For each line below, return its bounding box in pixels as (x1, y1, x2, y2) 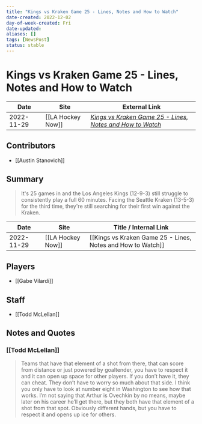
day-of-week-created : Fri (6, 20, 71, 26)
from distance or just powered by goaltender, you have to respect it (20, 366, 188, 373)
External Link (122, 103, 161, 111)
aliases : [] (6, 31, 36, 37)
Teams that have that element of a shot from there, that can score (20, 360, 184, 367)
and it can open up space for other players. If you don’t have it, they (20, 372, 189, 380)
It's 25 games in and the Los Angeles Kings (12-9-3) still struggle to (20, 190, 188, 197)
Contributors (6, 141, 56, 151)
